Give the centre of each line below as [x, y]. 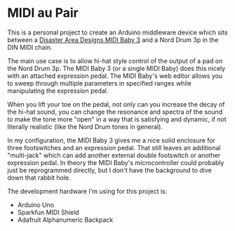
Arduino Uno [36, 204]
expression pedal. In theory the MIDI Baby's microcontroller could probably [116, 162]
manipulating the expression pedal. [58, 91]
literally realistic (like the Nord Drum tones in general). [85, 126]
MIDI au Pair [43, 13]
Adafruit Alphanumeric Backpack [65, 220]
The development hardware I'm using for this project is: [87, 191]
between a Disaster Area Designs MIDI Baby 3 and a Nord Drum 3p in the [113, 39]
